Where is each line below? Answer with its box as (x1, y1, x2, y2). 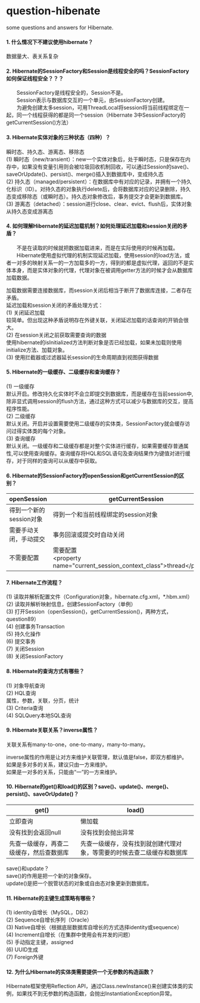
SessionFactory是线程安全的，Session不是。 (17, 89, 126, 96)
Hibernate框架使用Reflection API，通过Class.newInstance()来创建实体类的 (6, 983, 188, 990)
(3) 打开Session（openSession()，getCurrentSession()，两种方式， (6, 608, 171, 615)
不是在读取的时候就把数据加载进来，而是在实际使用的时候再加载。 (17, 244, 179, 251)
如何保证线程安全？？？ (6, 74, 64, 82)
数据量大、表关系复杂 (6, 52, 58, 60)
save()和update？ (6, 865, 49, 872)
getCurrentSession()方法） (6, 119, 72, 126)
